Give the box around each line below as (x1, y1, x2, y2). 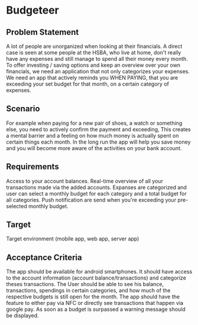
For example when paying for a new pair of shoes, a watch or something (6, 119, 183, 126)
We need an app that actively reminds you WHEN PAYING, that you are (6, 74, 178, 81)
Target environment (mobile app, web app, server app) (6, 235, 139, 242)
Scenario (6, 104, 40, 114)
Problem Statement (6, 27, 79, 37)
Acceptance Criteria (6, 252, 82, 262)
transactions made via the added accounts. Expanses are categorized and (6, 184, 187, 191)
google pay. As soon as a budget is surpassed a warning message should (6, 305, 186, 313)
